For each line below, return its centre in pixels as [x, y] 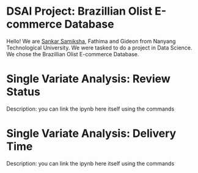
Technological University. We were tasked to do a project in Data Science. [99, 48]
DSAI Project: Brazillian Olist [79, 11]
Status [24, 92]
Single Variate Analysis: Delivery [91, 134]
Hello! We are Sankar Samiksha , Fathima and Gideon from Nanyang [91, 41]
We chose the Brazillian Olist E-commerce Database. [73, 54]
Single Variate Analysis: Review [89, 79]
